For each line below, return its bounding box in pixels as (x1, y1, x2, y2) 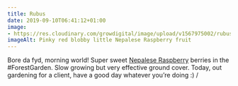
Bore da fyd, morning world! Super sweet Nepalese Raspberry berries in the (7, 56, 229, 64)
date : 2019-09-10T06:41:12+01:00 (7, 17, 106, 24)
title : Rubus (7, 10, 46, 18)
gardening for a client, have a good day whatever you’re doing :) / (7, 71, 199, 80)
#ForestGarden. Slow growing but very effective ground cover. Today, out (7, 63, 222, 72)
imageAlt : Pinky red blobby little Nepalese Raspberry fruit (7, 37, 192, 44)
